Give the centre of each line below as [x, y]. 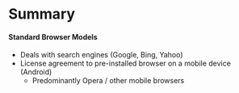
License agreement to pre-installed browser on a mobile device [126, 63]
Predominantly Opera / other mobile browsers [108, 81]
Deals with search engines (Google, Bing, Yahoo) [101, 55]
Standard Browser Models [53, 36]
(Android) [36, 72]
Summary [42, 14]
